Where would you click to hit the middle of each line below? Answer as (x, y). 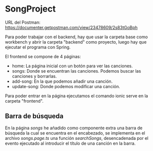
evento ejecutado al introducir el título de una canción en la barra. (70, 143)
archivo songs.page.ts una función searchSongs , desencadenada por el (77, 138)
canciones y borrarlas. (34, 76)
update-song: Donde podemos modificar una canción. (66, 86)
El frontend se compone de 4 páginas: (43, 56)
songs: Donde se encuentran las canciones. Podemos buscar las (76, 71)
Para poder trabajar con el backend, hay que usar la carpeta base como (76, 37)
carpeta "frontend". (24, 101)
